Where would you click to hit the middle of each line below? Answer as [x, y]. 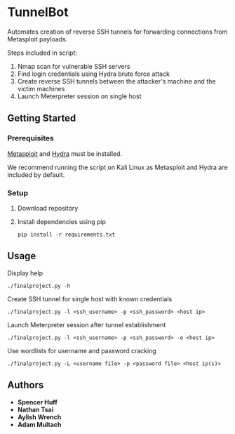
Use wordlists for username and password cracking [82, 350]
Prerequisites [31, 138]
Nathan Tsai [35, 409]
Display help [25, 273]
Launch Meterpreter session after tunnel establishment [87, 324]
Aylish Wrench [39, 417]
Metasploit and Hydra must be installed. [65, 153]
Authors [26, 385]
